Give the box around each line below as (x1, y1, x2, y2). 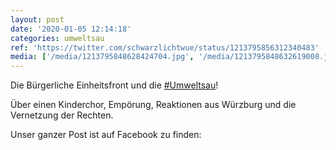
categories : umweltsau (10, 33, 105, 43)
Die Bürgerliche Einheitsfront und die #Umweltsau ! (10, 79, 219, 91)
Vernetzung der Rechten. (10, 109, 114, 121)
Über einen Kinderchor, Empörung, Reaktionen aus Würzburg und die (10, 99, 297, 111)
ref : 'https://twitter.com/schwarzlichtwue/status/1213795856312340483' (10, 42, 320, 53)
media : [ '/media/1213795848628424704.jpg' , (10, 52, 195, 62)
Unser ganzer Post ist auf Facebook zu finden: (10, 129, 202, 141)
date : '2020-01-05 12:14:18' (10, 24, 132, 34)
